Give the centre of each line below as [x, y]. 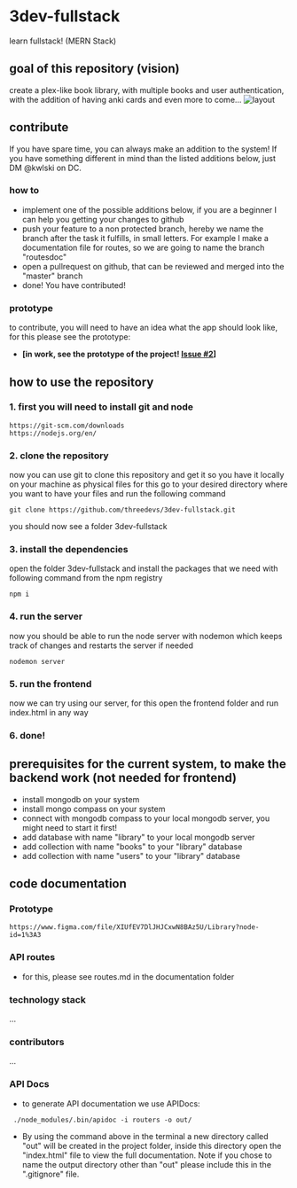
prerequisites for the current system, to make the [148, 764]
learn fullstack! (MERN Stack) [63, 41]
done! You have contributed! [74, 285]
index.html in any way [49, 713]
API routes [32, 957]
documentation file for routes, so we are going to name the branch [143, 247]
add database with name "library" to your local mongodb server [138, 837]
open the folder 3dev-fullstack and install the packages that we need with [144, 568]
